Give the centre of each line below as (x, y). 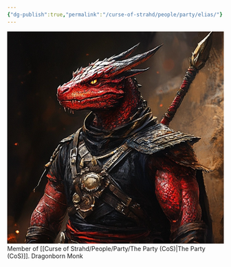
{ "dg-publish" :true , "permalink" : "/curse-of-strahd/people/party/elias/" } (115, 14)
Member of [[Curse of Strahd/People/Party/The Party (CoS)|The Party (107, 249)
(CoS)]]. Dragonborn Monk (45, 256)
